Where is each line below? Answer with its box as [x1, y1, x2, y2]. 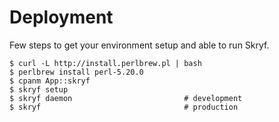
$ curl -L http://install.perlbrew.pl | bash [9, 58, 202, 68]
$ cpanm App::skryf [9, 76, 91, 86]
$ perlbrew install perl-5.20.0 [9, 67, 144, 77]
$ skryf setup [9, 84, 69, 95]
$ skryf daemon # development [9, 93, 243, 103]
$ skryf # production [9, 102, 239, 112]
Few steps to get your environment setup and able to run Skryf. [9, 39, 270, 51]
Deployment [9, 6, 114, 29]
